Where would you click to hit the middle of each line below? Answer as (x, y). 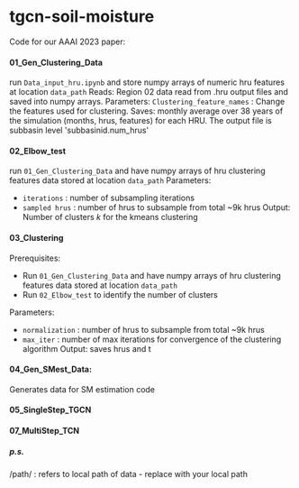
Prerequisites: (35, 258)
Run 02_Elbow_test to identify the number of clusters (120, 294)
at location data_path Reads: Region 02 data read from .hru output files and (149, 92)
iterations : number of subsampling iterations (109, 198)
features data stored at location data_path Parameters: (110, 180)
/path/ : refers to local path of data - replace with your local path (128, 474)
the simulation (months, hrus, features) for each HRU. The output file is (140, 121)
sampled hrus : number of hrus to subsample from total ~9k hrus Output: (156, 207)
